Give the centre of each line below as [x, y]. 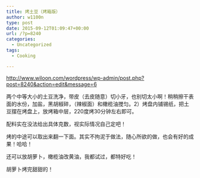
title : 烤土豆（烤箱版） [33, 12]
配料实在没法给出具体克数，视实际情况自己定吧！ [66, 124]
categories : [21, 39]
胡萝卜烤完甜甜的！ [30, 169]
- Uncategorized [32, 45]
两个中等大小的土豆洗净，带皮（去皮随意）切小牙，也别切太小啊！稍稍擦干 [97, 96]
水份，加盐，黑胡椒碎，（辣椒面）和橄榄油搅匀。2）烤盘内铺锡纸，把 [100, 104]
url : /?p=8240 [24, 34]
